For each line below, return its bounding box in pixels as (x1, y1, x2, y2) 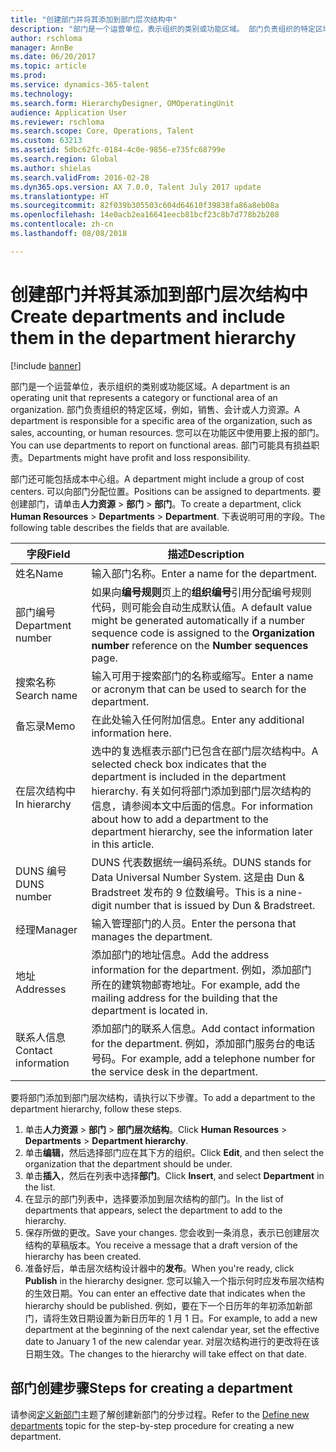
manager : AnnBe (10, 42, 74, 53)
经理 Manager (15, 922, 78, 936)
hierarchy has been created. (24, 1250, 142, 1262)
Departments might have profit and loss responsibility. (28, 451, 251, 463)
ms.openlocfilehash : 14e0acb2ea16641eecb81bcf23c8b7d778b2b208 (10, 210, 280, 220)
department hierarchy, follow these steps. (10, 1102, 182, 1115)
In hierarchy (15, 797, 72, 811)
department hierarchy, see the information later (91, 824, 313, 838)
